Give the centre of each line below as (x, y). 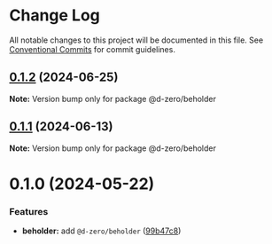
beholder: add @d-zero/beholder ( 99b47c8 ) (101, 231)
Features (29, 211)
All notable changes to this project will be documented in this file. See (136, 40)
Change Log (54, 16)
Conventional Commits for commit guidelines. (92, 49)
